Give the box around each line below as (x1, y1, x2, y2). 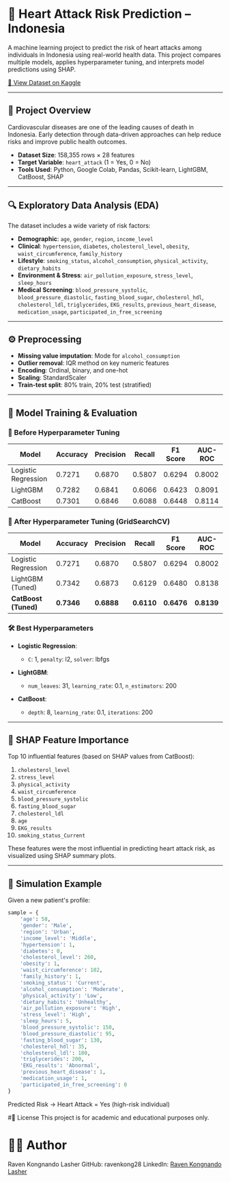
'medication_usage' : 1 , (20, 1075, 88, 1082)
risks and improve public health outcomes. (8, 137, 128, 146)
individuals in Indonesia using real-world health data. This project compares (8, 51, 221, 59)
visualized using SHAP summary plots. (8, 852, 117, 860)
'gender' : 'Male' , (20, 922, 72, 929)
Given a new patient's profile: (8, 896, 91, 905)
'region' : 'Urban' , (20, 928, 76, 935)
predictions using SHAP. (8, 65, 76, 73)
